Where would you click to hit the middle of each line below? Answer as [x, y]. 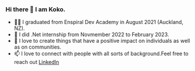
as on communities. [38, 47]
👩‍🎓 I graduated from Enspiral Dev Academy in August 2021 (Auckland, [99, 22]
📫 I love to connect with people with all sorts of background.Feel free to [101, 54]
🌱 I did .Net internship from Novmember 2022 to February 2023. [91, 35]
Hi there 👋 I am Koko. [35, 9]
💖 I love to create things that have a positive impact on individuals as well [102, 41]
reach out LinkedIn [37, 62]
